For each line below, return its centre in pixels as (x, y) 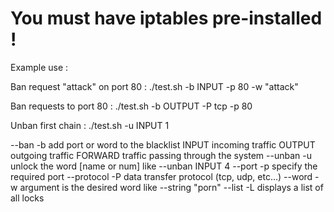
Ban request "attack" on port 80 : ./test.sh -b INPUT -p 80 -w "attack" (154, 86)
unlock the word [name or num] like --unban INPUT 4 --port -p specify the (164, 166)
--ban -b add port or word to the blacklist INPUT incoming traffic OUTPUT (163, 144)
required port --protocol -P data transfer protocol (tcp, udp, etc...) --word (161, 176)
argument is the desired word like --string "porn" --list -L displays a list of (171, 187)
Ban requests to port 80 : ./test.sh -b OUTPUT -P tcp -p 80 (131, 106)
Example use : (39, 67)
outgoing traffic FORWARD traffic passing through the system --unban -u (161, 155)
